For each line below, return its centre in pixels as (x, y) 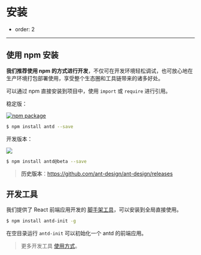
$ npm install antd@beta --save (46, 161)
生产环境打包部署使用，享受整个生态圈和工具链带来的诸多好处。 (85, 78)
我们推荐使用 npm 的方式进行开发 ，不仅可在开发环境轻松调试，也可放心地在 (100, 71)
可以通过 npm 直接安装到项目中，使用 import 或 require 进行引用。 (89, 91)
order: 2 (25, 29)
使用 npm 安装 (32, 55)
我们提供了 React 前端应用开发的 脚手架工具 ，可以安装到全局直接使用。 (94, 210)
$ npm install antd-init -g (41, 221)
